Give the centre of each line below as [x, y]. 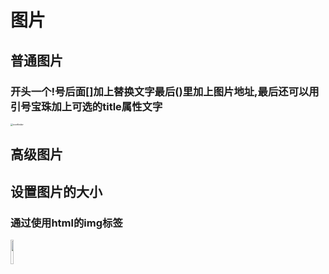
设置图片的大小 [56, 191]
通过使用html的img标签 [66, 223]
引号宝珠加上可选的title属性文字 [86, 106]
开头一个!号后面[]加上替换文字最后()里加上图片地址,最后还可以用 [165, 91]
